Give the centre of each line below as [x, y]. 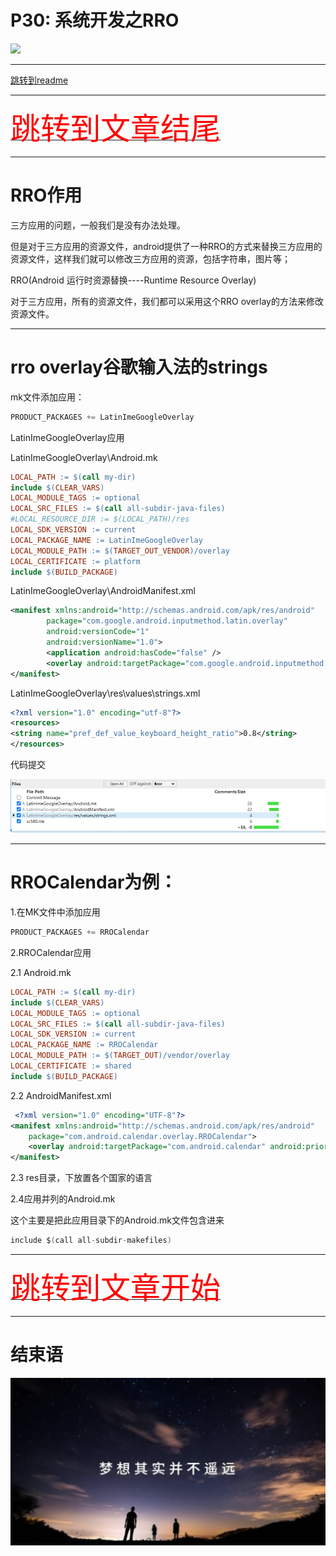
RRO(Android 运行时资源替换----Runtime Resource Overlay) [133, 280]
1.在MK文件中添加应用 [55, 912]
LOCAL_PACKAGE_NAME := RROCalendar [84, 1045]
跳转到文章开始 [116, 1288]
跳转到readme [39, 80]
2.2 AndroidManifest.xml [61, 1095]
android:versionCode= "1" [98, 632]
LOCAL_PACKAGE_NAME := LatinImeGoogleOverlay [106, 540]
